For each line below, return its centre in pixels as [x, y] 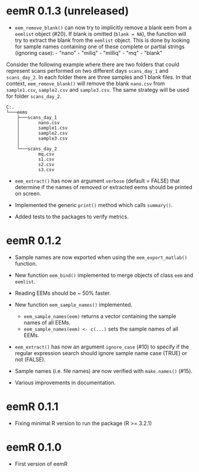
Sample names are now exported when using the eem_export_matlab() [101, 257]
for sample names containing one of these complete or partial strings [99, 47]
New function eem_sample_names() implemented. [74, 304]
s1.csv [46, 159]
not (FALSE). [30, 359]
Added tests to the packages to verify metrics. [72, 217]
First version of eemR [41, 464]
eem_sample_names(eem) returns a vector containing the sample [100, 316]
